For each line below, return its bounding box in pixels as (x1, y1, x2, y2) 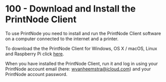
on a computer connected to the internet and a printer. (5, 36, 119, 42)
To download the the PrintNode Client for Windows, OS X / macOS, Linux (5, 45, 157, 51)
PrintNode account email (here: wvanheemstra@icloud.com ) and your (5, 66, 151, 72)
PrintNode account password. (5, 71, 68, 77)
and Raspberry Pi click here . (5, 51, 64, 57)
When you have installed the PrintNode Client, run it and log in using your (5, 60, 158, 66)
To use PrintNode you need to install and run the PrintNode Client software (5, 30, 161, 36)
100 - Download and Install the (5, 3, 136, 15)
